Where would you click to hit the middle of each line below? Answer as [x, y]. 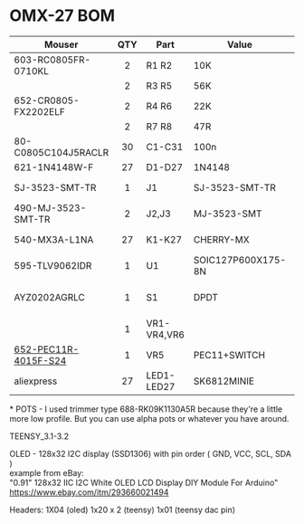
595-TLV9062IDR [53, 265]
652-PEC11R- [47, 349]
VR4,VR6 [166, 334]
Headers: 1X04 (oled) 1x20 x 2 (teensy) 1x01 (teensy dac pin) [123, 510]
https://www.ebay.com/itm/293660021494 [89, 492]
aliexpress [36, 381]
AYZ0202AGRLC [50, 297]
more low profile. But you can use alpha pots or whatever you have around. [149, 418]
